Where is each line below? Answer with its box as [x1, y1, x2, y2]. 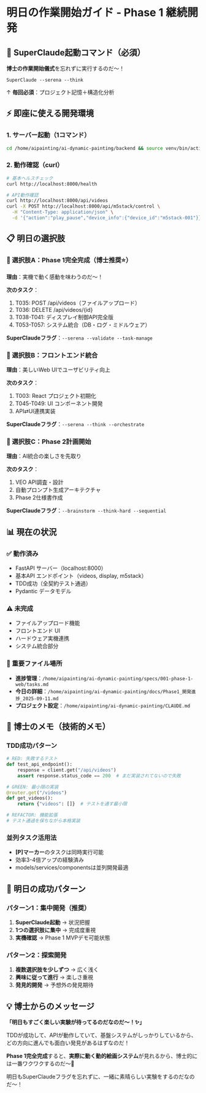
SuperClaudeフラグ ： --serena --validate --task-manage [6, 334, 153, 341]
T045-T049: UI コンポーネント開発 [15, 400, 103, 407]
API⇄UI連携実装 [15, 407, 56, 414]
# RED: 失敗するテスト [6, 756, 58, 762]
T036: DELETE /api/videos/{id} [15, 306, 93, 313]
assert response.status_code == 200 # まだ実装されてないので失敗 [17, 772, 181, 779]
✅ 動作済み [6, 549, 39, 558]
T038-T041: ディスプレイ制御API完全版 [15, 313, 114, 321]
